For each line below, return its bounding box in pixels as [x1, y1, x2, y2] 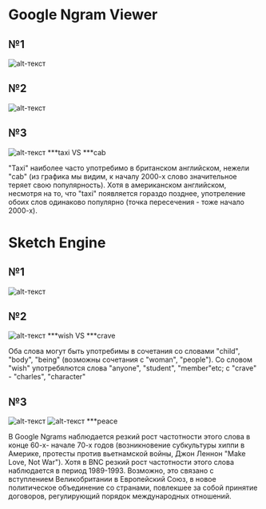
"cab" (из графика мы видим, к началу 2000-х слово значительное [8, 171, 237, 181]
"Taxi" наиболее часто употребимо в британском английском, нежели [8, 162, 250, 173]
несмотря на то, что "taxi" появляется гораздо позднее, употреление [8, 188, 246, 198]
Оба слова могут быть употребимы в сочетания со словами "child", [8, 347, 240, 356]
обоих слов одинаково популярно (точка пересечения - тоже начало [8, 197, 245, 206]
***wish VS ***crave [47, 331, 116, 341]
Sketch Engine [8, 234, 106, 251]
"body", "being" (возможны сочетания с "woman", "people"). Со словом [8, 355, 253, 365]
